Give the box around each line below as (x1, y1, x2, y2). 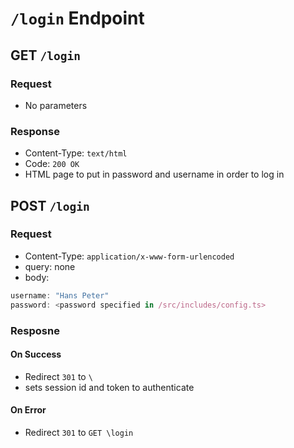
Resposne (10, 323, 60, 337)
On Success (10, 348, 62, 361)
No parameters (24, 99, 88, 111)
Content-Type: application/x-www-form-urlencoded (24, 250, 235, 262)
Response (10, 124, 60, 138)
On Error (10, 404, 47, 416)
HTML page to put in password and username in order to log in (24, 168, 285, 181)
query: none (24, 260, 76, 272)
